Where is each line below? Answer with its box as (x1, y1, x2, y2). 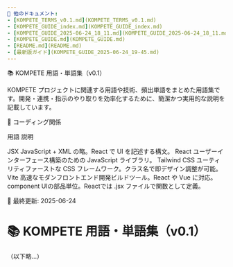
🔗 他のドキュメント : (7, 10, 58, 17)
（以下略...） (7, 252, 44, 260)
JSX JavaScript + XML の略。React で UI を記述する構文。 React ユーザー (7, 147, 218, 155)
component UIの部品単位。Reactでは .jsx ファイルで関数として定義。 (7, 182, 205, 190)
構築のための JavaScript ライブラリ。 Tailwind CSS (49, 155, 196, 164)
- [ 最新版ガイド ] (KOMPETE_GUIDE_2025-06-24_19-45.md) (7, 49, 159, 56)
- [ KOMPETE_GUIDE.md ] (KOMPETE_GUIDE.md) (7, 36, 126, 43)
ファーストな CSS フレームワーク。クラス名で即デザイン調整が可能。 (25, 164, 222, 173)
